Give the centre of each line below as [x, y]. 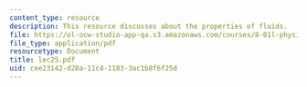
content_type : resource [55, 18]
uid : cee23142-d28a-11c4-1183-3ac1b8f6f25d [94, 69]
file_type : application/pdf [63, 43]
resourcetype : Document [55, 52]
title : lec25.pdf [42, 60]
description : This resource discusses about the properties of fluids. [148, 26]
